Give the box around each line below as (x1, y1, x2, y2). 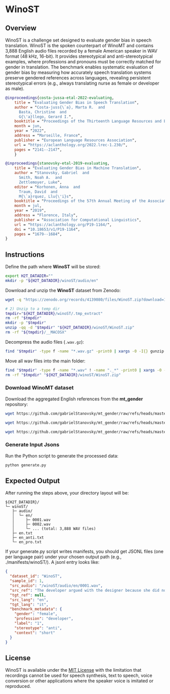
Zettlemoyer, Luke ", (18, 180, 62, 185)
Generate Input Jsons (5, 441, 60, 448)
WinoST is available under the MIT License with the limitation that (5, 667, 142, 673)
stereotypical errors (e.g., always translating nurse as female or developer (5, 80, 159, 86)
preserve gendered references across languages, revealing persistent (5, 75, 151, 80)
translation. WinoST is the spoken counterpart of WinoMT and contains (5, 43, 154, 49)
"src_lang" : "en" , (10, 597, 49, 602)
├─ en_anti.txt (12, 535, 44, 540)
